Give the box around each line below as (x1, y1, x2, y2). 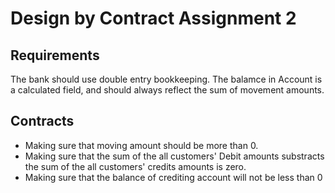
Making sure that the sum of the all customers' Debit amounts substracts (24, 150, 325, 162)
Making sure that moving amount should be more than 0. (24, 139, 259, 151)
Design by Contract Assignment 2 (10, 7, 297, 30)
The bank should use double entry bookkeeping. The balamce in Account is (10, 73, 323, 85)
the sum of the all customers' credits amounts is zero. (24, 160, 247, 172)
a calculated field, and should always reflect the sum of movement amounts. (10, 84, 325, 96)
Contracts (10, 113, 75, 130)
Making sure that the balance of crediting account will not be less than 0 (24, 171, 323, 183)
